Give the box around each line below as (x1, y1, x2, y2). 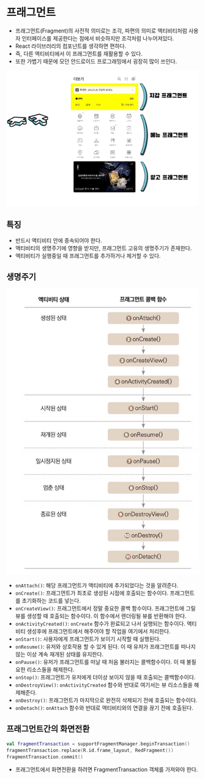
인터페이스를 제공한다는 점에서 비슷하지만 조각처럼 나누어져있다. (21, 34, 174, 42)
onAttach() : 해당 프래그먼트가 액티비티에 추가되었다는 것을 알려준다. (15, 581, 179, 589)
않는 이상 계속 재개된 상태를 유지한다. (15, 650, 104, 658)
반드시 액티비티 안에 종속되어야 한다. (15, 236, 102, 244)
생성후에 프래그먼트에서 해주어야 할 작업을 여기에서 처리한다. (26, 627, 171, 634)
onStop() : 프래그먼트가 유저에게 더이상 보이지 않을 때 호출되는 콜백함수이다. (15, 673, 196, 680)
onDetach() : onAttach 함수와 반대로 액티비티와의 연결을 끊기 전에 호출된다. (15, 704, 194, 711)
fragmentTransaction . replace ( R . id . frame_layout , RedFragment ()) (6, 748, 174, 754)
